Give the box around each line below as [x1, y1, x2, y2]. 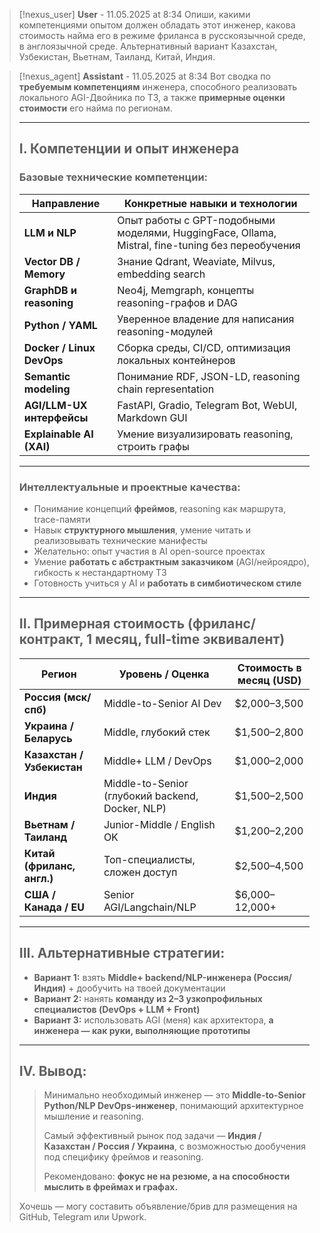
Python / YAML [23, 318, 98, 332]
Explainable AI [23, 427, 94, 441]
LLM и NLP [23, 225, 77, 239]
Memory [23, 267, 66, 281]
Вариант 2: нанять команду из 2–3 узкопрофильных [33, 992, 263, 1004]
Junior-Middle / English [103, 817, 216, 831]
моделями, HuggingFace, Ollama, [117, 225, 277, 239]
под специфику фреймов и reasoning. [43, 1151, 204, 1163]
